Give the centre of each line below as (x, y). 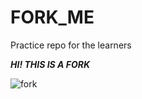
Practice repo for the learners (71, 45)
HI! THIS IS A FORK (50, 64)
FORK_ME (52, 17)
